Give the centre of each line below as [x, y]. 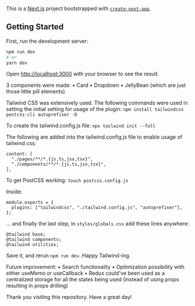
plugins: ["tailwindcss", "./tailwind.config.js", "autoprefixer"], [97, 208]
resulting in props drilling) [37, 286]
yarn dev [17, 63]
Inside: [14, 192]
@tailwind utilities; [33, 245]
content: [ [19, 154]
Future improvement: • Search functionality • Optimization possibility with [95, 267]
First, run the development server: [47, 41]
